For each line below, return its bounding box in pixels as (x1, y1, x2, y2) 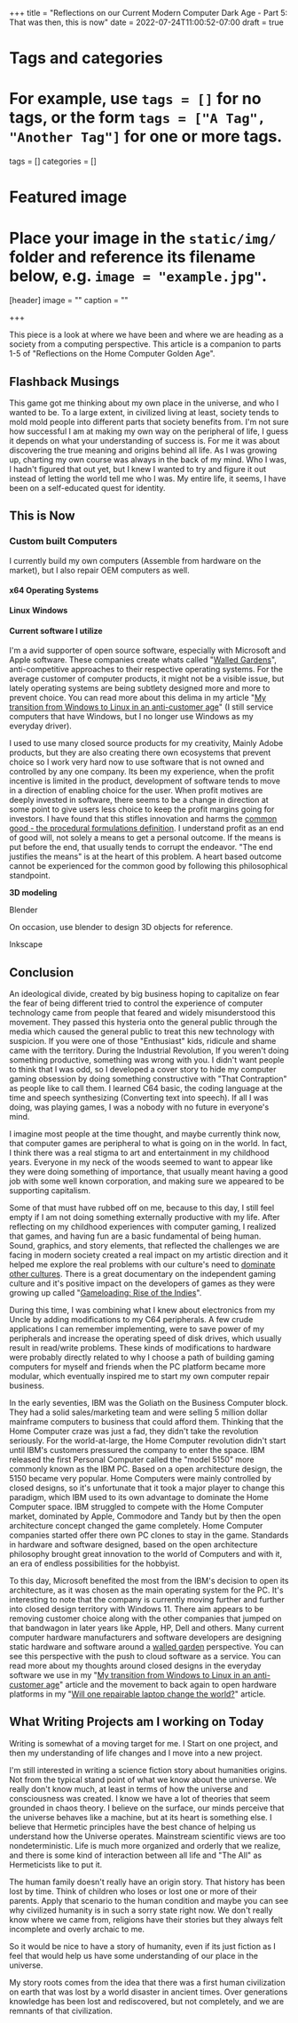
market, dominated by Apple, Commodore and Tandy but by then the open (9, 1511, 281, 1521)
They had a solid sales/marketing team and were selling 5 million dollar (9, 1407, 268, 1417)
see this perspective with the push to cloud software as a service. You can (9, 1650, 281, 1661)
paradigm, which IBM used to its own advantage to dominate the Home (9, 1491, 269, 1502)
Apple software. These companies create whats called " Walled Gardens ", (9, 654, 278, 665)
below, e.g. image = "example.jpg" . (9, 266, 268, 285)
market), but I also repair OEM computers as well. (9, 565, 190, 575)
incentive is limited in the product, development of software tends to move (9, 775, 281, 786)
